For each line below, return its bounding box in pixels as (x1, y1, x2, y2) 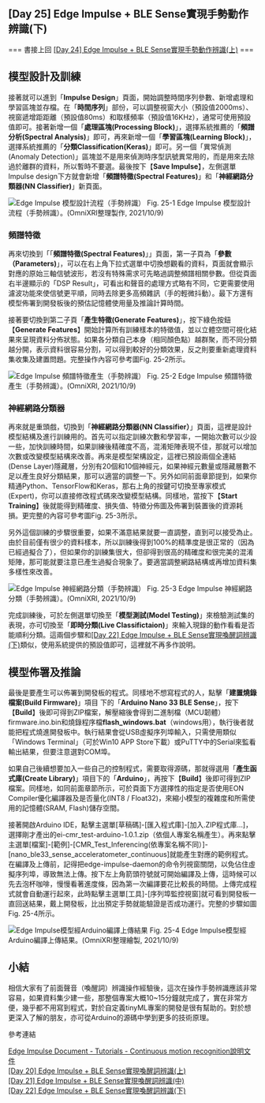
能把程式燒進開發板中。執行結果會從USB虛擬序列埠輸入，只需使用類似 (8, 727, 237, 737)
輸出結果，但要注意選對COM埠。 (8, 747, 115, 757)
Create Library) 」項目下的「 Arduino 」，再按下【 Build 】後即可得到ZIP (24, 774, 251, 783)
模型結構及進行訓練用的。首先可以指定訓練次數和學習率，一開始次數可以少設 (8, 432, 257, 442)
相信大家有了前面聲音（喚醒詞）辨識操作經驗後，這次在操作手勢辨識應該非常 (8, 983, 257, 993)
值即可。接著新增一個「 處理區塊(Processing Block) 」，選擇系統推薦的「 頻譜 (8, 122, 255, 132)
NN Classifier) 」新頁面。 (24, 181, 106, 191)
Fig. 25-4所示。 (8, 909, 59, 918)
